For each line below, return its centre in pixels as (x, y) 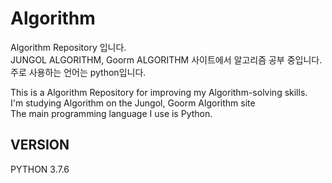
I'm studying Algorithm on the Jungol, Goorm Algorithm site (133, 103)
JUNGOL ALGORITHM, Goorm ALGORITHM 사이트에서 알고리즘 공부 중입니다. (166, 59)
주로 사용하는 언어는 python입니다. (78, 72)
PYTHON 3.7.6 (40, 169)
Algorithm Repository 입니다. (68, 47)
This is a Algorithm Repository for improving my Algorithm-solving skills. (159, 92)
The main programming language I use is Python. (111, 113)
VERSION (40, 145)
